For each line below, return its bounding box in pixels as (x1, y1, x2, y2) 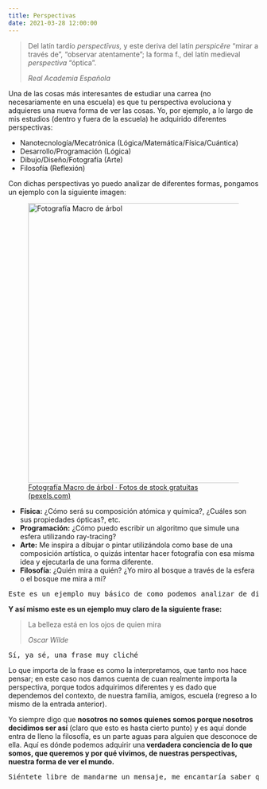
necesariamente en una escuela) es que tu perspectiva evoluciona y (8, 97, 232, 107)
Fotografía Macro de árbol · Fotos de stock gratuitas (28, 482, 199, 492)
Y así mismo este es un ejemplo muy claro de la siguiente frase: (8, 604, 222, 613)
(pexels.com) (28, 491, 72, 500)
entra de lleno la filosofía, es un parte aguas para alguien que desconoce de (8, 731, 258, 740)
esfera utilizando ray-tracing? (19, 531, 117, 541)
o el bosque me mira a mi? (19, 573, 106, 583)
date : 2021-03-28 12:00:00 (8, 19, 98, 27)
